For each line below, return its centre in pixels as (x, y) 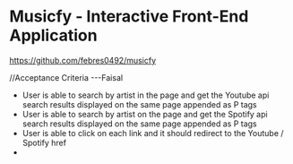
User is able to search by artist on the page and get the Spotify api (145, 114)
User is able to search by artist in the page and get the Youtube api (146, 95)
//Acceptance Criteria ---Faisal (66, 77)
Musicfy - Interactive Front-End (129, 17)
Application (53, 35)
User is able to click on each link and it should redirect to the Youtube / (153, 133)
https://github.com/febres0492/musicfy (83, 60)
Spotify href (44, 142)
